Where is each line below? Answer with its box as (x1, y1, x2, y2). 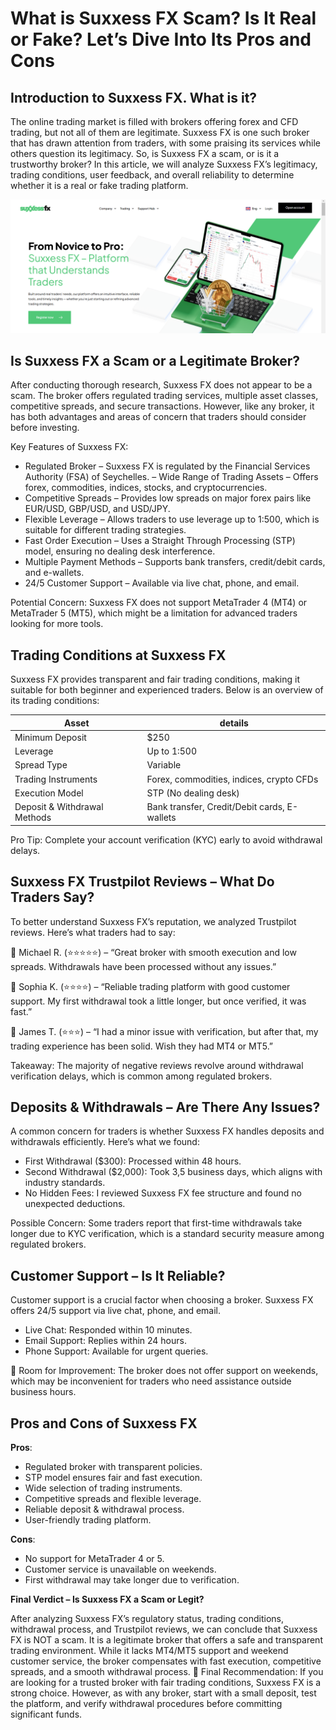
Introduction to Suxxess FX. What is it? (10, 89, 258, 106)
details (219, 717, 249, 729)
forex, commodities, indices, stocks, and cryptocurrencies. (24, 482, 268, 494)
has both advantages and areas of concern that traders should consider (10, 411, 307, 423)
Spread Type (14, 759, 68, 771)
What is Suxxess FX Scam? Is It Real (10, 7, 317, 30)
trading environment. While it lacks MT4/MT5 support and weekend (10, 1644, 289, 1656)
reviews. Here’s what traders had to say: (10, 926, 176, 938)
